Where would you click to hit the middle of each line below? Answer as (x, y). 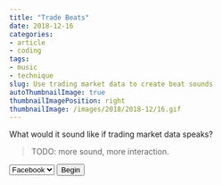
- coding (25, 51)
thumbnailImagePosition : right (67, 101)
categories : (31, 34)
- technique (31, 76)
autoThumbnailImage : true (57, 92)
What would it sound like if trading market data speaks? (111, 134)
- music (24, 68)
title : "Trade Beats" (49, 17)
